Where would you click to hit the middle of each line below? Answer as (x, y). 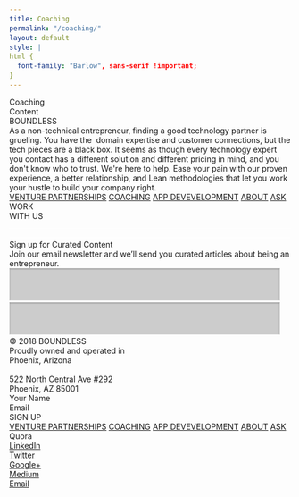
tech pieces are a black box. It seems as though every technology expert (143, 149)
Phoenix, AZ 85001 (44, 388)
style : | (25, 47)
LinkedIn (25, 445)
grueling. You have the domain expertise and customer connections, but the (150, 139)
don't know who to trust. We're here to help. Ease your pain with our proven (149, 168)
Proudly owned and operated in (67, 350)
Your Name (30, 398)
